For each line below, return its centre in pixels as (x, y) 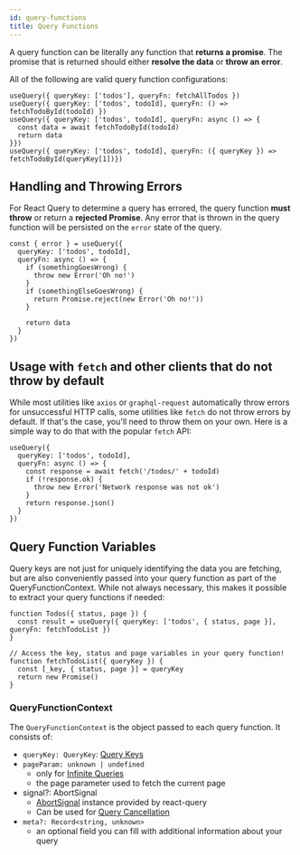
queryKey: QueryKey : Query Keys (83, 755)
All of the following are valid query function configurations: (119, 79)
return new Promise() (58, 677)
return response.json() (70, 503)
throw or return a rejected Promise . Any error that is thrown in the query (145, 218)
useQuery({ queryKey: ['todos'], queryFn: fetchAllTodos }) (125, 96)
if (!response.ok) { (64, 480)
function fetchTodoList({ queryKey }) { (87, 661)
